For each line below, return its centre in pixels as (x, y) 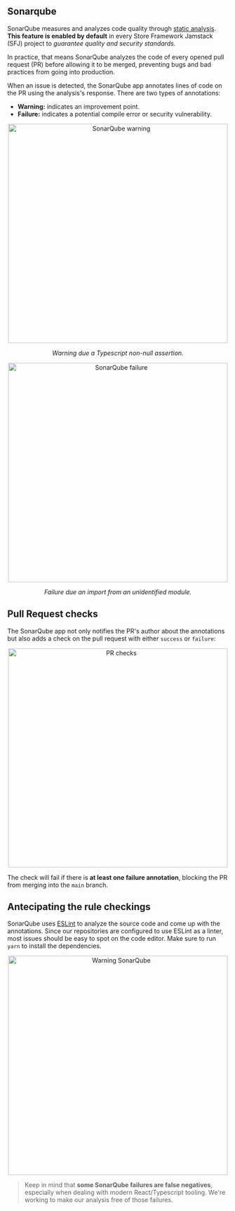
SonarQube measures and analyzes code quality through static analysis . (112, 28)
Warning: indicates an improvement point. (79, 106)
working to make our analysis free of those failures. (99, 1200)
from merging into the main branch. (58, 885)
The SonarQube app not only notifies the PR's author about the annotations (116, 631)
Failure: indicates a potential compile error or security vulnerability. (115, 114)
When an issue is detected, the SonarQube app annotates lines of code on (115, 85)
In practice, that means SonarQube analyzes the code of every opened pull (116, 57)
